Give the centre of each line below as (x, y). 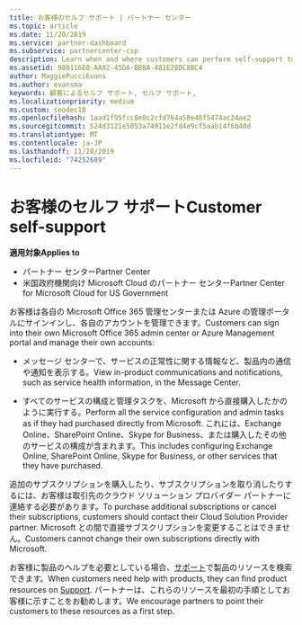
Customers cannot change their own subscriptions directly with (143, 539)
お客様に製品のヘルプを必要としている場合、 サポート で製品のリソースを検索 (151, 567)
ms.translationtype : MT (54, 135)
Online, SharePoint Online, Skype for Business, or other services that (150, 456)
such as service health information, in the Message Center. (131, 382)
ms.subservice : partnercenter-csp (74, 51)
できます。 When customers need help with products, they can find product (148, 579)
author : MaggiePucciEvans (58, 76)
